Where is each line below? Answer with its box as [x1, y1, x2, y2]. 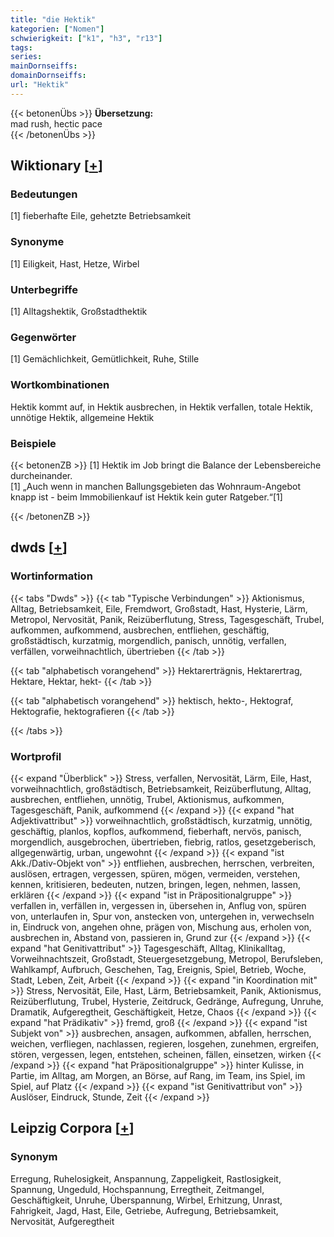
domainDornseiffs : [10, 71, 87, 81]
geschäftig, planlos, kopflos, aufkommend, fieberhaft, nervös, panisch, [10, 825, 302, 837]
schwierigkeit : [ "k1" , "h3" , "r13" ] [10, 33, 163, 43]
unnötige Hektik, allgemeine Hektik [10, 411, 155, 423]
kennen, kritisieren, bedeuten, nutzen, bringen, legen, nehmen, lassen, [10, 878, 302, 890]
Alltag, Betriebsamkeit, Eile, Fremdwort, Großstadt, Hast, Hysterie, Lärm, [10, 602, 308, 615]
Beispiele [10, 436, 57, 450]
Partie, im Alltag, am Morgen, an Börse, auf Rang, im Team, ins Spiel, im [10, 1069, 306, 1081]
